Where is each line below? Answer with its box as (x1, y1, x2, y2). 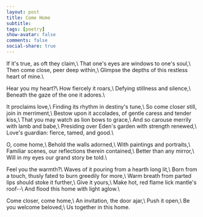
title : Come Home (6, 15, 51, 21)
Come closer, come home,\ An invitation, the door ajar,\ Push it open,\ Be (6, 197, 190, 204)
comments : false (6, 37, 48, 43)
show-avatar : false (6, 32, 56, 38)
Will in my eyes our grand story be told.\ (6, 153, 107, 161)
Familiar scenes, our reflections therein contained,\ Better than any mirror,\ (6, 147, 194, 155)
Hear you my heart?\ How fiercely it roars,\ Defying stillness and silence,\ (6, 84, 191, 92)
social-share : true (6, 43, 56, 50)
